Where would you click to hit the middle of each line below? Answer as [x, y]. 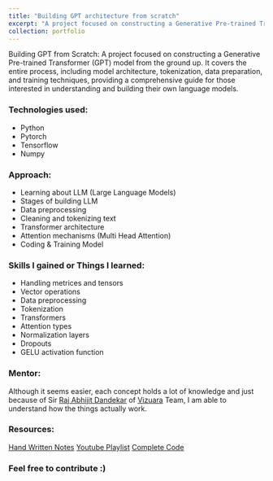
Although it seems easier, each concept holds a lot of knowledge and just [131, 391]
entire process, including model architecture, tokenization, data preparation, [135, 72]
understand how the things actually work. [78, 409]
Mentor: [25, 374]
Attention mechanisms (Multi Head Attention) [95, 235]
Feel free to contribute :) [57, 468]
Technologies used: [48, 110]
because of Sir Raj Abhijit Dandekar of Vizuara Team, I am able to [118, 400]
